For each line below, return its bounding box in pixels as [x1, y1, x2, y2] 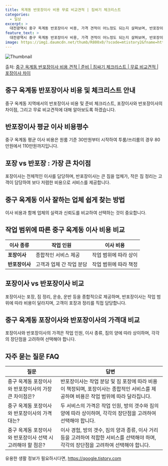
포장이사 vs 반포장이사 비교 [5, 279, 84, 288]
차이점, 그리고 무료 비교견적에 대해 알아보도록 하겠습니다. [5, 106, 116, 112]
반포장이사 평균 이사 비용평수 [5, 122, 89, 131]
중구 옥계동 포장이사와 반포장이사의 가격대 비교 [5, 316, 140, 325]
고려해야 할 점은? [7, 442, 45, 449]
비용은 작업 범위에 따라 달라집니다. [75, 393, 151, 400]
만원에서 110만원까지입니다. [5, 143, 58, 149]
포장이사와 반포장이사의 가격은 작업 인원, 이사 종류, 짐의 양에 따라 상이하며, [5, 330, 150, 336]
